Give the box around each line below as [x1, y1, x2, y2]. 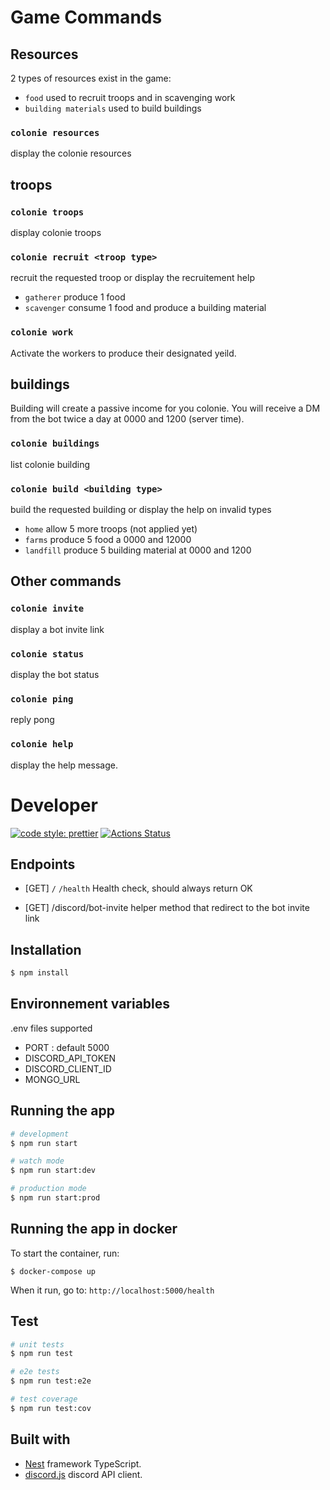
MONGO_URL [24, 1073, 81, 1085]
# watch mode [10, 1156, 65, 1166]
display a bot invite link [10, 623, 105, 635]
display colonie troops [10, 226, 102, 238]
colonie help [10, 739, 74, 750]
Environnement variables [10, 996, 171, 1013]
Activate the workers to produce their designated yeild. [10, 347, 237, 359]
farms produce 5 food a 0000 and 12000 [24, 533, 192, 545]
